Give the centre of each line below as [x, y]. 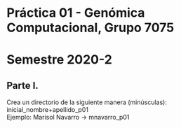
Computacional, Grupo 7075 [90, 28]
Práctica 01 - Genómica [76, 13]
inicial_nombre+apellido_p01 [48, 110]
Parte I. [23, 85]
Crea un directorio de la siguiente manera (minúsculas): [87, 102]
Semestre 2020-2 [60, 60]
